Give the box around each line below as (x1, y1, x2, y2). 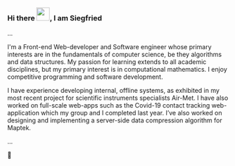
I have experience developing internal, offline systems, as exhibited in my (7, 87, 220, 95)
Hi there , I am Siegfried (7, 13, 102, 23)
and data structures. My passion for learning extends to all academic (7, 58, 207, 66)
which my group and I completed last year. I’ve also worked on (41, 109, 222, 117)
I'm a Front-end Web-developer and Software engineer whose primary (7, 43, 212, 51)
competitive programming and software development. (7, 72, 163, 81)
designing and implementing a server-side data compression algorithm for (7, 116, 223, 124)
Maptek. (7, 124, 32, 132)
